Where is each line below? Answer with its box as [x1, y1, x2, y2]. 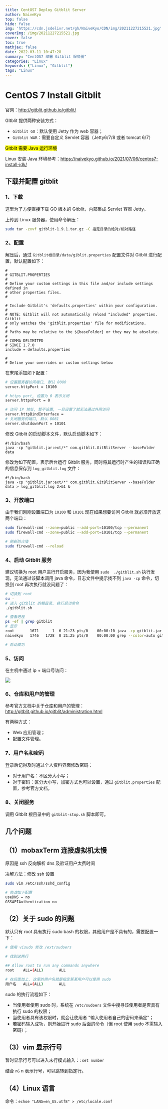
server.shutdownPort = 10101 [5, 421, 66, 426]
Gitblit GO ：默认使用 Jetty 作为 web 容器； [12, 128, 103, 134]
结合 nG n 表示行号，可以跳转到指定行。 [5, 1068, 86, 1074]
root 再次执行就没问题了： [14, 581, 69, 587]
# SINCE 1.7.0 [5, 342, 35, 348]
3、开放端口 [5, 496, 34, 503]
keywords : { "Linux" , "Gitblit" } [5, 63, 72, 68]
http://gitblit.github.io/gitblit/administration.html [5, 709, 102, 715]
